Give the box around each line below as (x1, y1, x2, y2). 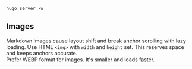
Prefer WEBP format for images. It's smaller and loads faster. (6, 56, 155, 63)
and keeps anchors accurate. (6, 50, 78, 57)
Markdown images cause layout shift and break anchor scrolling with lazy (6, 37, 186, 44)
